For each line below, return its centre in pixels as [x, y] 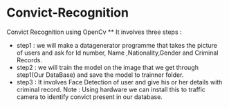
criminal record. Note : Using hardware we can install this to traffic [111, 89]
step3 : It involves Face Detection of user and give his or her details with [119, 82]
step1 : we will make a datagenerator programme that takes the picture [117, 45]
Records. [29, 60]
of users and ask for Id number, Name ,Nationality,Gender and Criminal [117, 53]
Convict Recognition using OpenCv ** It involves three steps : [94, 32]
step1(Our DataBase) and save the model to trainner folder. [100, 75]
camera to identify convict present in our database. [90, 97]
